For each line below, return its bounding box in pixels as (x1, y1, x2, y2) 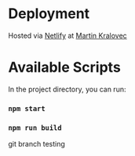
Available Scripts (8, 58, 122, 76)
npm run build (8, 123, 62, 132)
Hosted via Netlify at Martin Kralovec (8, 31, 127, 40)
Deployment (8, 5, 90, 23)
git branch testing (8, 139, 65, 149)
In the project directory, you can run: (8, 84, 126, 94)
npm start (8, 104, 46, 113)
